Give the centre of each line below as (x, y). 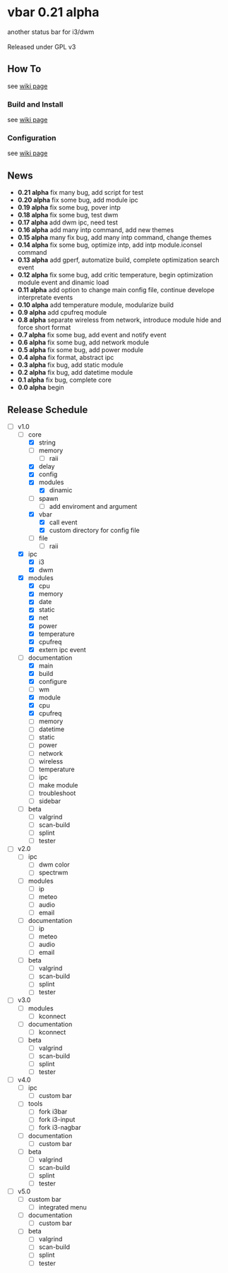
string (47, 442)
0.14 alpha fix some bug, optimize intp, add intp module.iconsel (110, 245)
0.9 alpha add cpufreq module (62, 313)
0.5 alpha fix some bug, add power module (80, 350)
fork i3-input (57, 1120)
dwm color (54, 864)
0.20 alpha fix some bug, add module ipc (78, 200)
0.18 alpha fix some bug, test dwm (68, 215)
